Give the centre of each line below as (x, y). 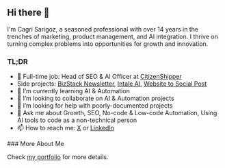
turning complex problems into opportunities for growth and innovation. (108, 44)
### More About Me (36, 144)
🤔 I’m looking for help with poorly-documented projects (95, 106)
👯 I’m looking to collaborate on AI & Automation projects (95, 98)
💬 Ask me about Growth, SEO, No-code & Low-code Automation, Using (117, 113)
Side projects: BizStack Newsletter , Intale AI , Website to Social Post (112, 84)
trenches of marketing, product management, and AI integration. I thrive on (113, 36)
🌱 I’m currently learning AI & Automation (73, 91)
